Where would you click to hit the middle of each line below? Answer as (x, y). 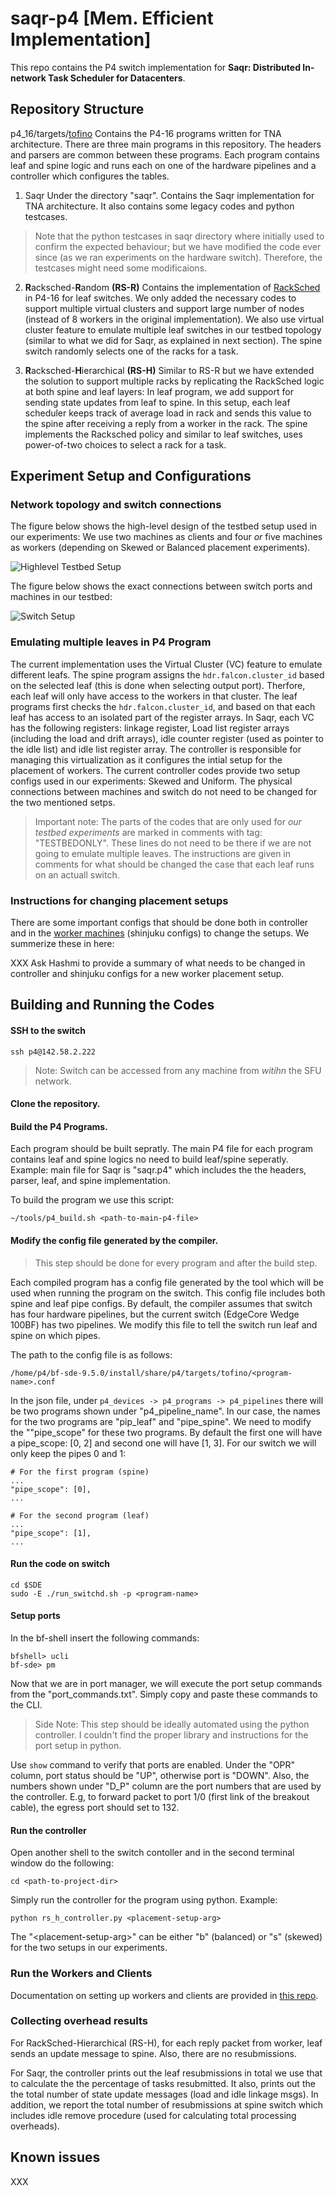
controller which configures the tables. (90, 176)
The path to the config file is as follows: (91, 1354)
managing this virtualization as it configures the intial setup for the (146, 759)
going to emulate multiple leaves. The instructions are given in (163, 853)
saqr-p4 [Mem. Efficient (112, 18)
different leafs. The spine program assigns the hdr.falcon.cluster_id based (167, 674)
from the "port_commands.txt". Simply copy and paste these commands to (164, 1694)
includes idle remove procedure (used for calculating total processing (153, 2115)
